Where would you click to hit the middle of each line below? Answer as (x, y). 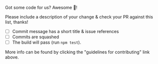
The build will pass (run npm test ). (47, 42)
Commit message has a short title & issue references (66, 31)
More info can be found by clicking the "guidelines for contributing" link (77, 52)
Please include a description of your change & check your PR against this (79, 17)
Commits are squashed (36, 37)
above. (12, 57)
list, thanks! (17, 22)
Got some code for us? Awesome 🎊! (41, 8)
